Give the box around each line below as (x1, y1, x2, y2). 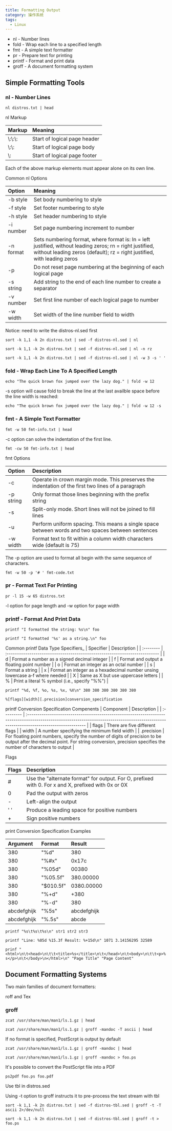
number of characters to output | (5, 744, 74, 750)
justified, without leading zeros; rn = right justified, (33, 242, 155, 249)
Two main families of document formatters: (5, 983, 96, 990)
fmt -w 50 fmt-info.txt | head (5, 427, 72, 432)
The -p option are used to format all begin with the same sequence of (5, 554, 152, 561)
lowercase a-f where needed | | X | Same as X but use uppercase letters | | (5, 672, 163, 679)
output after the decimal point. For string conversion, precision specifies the (5, 739, 165, 745)
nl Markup (5, 114, 27, 120)
